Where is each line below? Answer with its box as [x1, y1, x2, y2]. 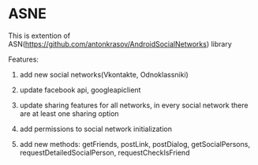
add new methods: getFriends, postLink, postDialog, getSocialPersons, [19, 139, 251, 148]
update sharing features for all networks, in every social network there [19, 100, 249, 110]
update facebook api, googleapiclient [19, 84, 141, 95]
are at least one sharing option [19, 108, 120, 118]
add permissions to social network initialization [19, 124, 172, 133]
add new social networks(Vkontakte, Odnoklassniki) [19, 69, 189, 79]
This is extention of [8, 31, 71, 40]
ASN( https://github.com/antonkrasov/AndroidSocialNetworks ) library [8, 39, 233, 48]
